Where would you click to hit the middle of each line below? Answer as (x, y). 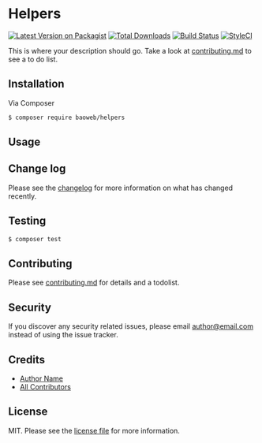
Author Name (41, 378)
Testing (27, 221)
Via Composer (32, 102)
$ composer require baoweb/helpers (67, 117)
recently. (22, 196)
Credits (27, 359)
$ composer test (35, 239)
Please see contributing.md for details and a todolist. (94, 283)
